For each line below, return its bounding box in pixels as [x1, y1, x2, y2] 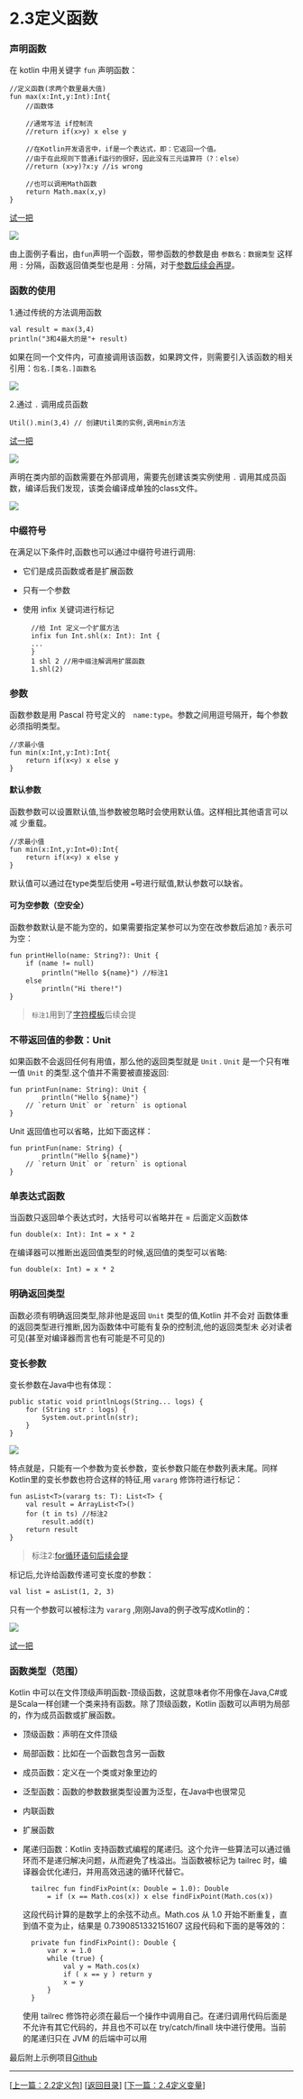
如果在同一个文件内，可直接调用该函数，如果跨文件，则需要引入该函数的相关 [9, 351, 294, 362]
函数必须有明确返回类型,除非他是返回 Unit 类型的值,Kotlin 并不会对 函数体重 [9, 1309, 289, 1321]
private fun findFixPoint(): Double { [31, 1939, 177, 1948]
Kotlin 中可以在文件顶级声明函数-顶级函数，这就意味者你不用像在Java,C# [9, 1687, 280, 1698]
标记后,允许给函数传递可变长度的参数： [9, 1569, 155, 1580]
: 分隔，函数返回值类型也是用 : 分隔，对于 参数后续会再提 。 [19, 260, 241, 270]
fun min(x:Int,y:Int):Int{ [9, 748, 111, 757]
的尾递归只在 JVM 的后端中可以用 [22, 2033, 147, 2044]
